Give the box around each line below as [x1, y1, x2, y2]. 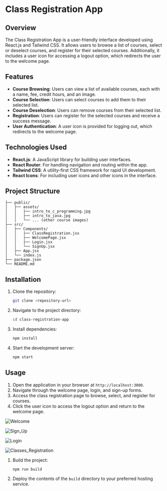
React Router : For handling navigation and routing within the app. [12, 161, 148, 168]
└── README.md [5, 262, 35, 267]
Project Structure [5, 187, 60, 196]
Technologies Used [5, 143, 67, 151]
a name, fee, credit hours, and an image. [12, 91, 96, 97]
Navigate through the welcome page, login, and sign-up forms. [12, 387, 143, 393]
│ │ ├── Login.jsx [5, 240, 53, 245]
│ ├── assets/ [5, 205, 39, 210]
